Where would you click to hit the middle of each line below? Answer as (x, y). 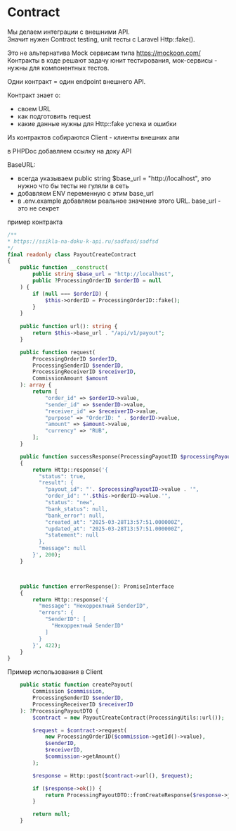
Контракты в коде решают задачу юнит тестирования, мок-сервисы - (112, 60)
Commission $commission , (69, 692)
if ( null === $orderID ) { (71, 294)
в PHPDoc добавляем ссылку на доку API (70, 151)
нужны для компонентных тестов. (58, 68)
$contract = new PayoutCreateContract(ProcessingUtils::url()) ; (129, 718)
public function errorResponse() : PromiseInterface (97, 586)
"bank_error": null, (75, 516)
